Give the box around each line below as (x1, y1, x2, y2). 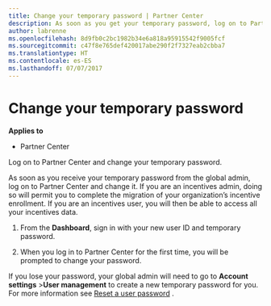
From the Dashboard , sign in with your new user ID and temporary (19, 223, 241, 233)
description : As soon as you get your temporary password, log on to (8, 19, 248, 27)
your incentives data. (8, 207, 78, 216)
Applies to (8, 126, 44, 136)
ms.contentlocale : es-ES (8, 57, 92, 65)
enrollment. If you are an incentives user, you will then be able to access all (8, 199, 258, 208)
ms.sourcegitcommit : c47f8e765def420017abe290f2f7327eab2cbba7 (8, 42, 226, 50)
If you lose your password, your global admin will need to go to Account (8, 271, 248, 281)
